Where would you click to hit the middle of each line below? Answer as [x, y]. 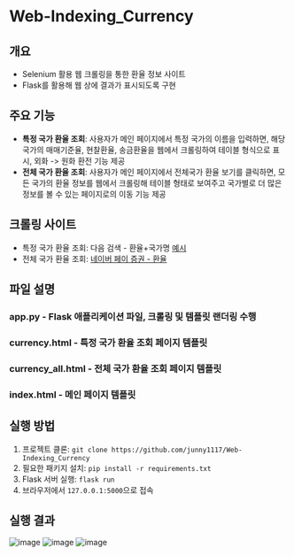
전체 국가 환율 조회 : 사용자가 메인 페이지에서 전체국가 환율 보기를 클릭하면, [149, 172]
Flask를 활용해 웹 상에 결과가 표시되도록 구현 [99, 85]
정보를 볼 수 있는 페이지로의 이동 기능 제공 [94, 194]
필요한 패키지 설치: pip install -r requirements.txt [116, 467]
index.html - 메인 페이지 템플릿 [73, 394]
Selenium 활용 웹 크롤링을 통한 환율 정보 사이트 [104, 74]
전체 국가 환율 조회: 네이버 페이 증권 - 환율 [94, 259]
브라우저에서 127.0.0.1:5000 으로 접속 [88, 490]
